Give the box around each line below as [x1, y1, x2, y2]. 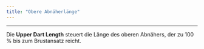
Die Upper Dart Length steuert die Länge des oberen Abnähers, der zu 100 [6, 30, 194, 38]
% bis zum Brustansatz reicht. [6, 37, 82, 44]
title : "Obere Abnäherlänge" [6, 8, 80, 15]
